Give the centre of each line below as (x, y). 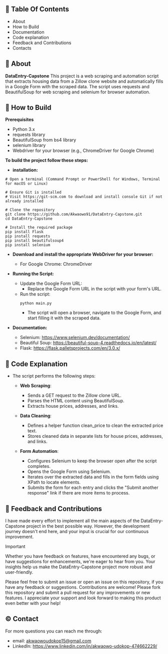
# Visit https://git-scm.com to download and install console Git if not (84, 197)
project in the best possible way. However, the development (88, 526)
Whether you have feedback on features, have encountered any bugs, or (80, 556)
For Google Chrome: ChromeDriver (56, 264)
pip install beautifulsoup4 (35, 241)
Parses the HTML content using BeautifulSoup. (76, 401)
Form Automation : (39, 451)
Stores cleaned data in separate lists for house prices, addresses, (95, 436)
